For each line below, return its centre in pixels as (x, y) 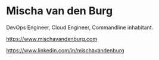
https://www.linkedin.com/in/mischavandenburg (65, 50)
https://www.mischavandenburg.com (52, 39)
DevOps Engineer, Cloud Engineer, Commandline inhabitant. (80, 27)
